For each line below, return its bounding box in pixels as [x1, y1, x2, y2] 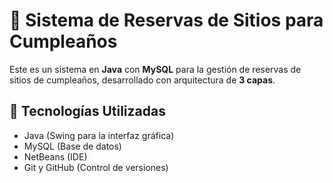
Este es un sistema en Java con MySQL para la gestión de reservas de [9, 63, 302, 75]
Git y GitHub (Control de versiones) [23, 161, 169, 173]
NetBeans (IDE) [23, 150, 88, 163]
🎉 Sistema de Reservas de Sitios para [9, 9, 324, 32]
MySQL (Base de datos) [23, 140, 122, 152]
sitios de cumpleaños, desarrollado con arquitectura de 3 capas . [9, 74, 276, 86]
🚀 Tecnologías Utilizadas [9, 103, 166, 120]
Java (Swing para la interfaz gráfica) [23, 129, 175, 141]
